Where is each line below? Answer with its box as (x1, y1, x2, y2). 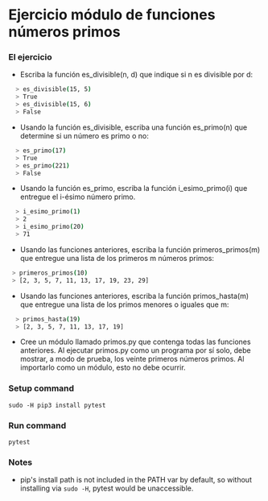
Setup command (8, 383, 75, 394)
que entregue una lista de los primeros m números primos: (19, 253, 215, 263)
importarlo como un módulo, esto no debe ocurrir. (19, 362, 187, 372)
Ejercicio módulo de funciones (8, 6, 216, 24)
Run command (8, 420, 67, 431)
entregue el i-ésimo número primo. (19, 192, 136, 202)
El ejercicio (8, 52, 52, 63)
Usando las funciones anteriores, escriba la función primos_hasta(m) (19, 291, 249, 300)
